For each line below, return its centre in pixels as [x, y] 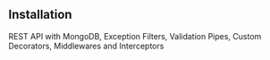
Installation [40, 15]
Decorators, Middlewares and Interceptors [86, 46]
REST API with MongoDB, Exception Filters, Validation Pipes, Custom [135, 36]
